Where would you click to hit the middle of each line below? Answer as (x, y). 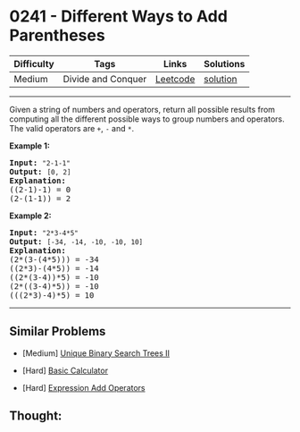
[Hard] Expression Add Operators (83, 387)
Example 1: (30, 146)
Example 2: (30, 216)
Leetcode (175, 79)
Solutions (225, 64)
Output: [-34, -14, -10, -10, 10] (76, 241)
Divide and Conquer (105, 79)
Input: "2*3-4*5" (44, 233)
